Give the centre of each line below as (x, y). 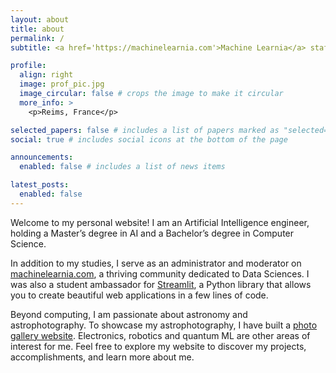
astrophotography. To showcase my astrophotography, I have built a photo (164, 325)
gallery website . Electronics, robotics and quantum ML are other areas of (160, 335)
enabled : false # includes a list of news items (122, 167)
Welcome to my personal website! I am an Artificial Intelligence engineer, (160, 222)
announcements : (42, 157)
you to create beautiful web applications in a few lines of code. (139, 295)
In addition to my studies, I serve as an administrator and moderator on (156, 263)
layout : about (40, 19)
